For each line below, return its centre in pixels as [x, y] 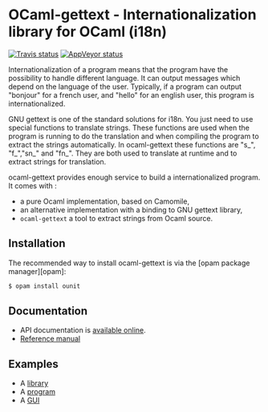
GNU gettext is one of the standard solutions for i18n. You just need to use [131, 119]
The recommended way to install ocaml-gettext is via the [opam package [129, 263]
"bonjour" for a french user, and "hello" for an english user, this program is [132, 95]
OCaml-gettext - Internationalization [132, 15]
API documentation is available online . [83, 330]
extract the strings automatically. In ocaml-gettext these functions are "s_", [132, 144]
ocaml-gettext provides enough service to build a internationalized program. [134, 177]
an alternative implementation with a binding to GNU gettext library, [131, 209]
